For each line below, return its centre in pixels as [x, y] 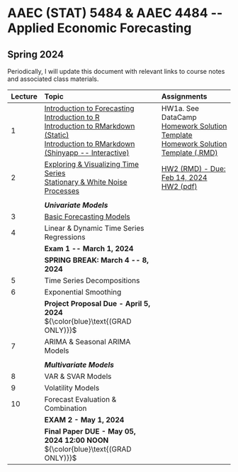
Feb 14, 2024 [185, 177]
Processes [62, 191]
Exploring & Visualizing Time [92, 164]
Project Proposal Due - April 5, [97, 303]
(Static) [57, 135]
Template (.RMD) [190, 153]
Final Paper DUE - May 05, [90, 431]
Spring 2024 [36, 54]
